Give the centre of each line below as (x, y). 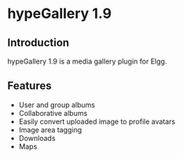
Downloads (37, 138)
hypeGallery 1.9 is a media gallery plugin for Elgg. (87, 61)
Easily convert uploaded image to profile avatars (97, 121)
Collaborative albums (53, 113)
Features (29, 86)
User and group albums (57, 105)
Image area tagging (50, 129)
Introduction (38, 43)
